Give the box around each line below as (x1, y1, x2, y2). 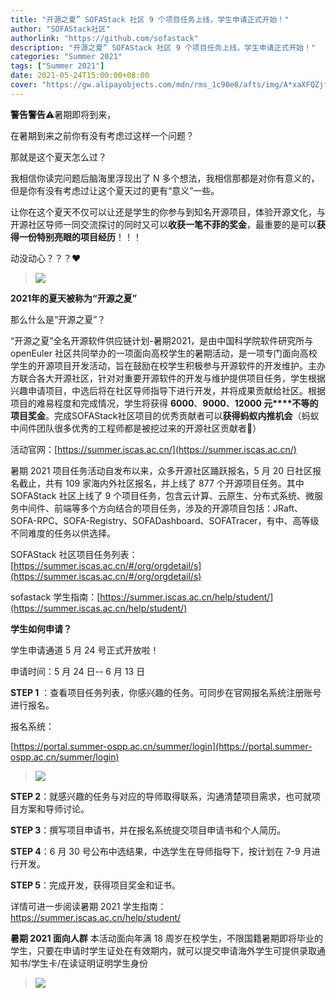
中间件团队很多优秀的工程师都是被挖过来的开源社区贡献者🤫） (10, 422, 262, 434)
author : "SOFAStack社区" (10, 24, 111, 34)
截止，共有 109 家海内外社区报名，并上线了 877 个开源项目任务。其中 (18, 477, 305, 489)
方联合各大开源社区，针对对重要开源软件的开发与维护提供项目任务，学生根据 (10, 372, 326, 384)
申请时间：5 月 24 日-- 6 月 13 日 (10, 665, 146, 677)
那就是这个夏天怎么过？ (10, 151, 107, 163)
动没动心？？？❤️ (10, 252, 82, 264)
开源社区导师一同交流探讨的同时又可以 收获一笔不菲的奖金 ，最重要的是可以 (10, 218, 317, 230)
